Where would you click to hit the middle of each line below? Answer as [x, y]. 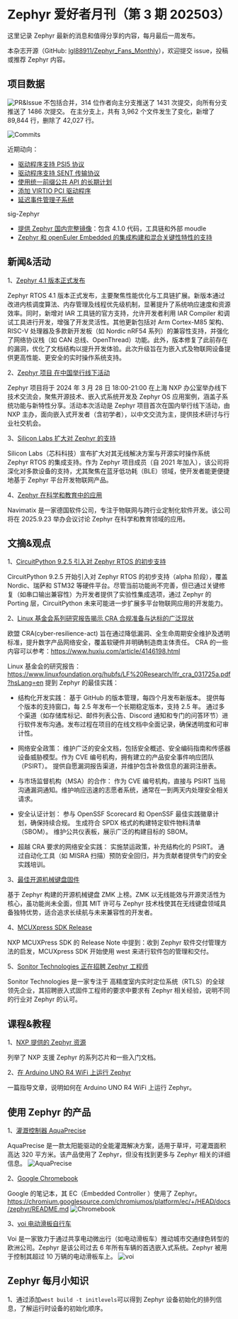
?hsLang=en [25, 683]
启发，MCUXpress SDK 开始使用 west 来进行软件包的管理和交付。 [116, 951]
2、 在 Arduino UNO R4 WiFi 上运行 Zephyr [69, 1073]
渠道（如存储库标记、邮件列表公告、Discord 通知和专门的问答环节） [123, 716]
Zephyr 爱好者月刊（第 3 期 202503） [119, 15]
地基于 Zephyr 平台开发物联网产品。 [60, 480]
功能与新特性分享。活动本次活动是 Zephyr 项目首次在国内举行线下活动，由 [121, 405]
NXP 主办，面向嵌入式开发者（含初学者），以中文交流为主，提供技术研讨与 [115, 414]
